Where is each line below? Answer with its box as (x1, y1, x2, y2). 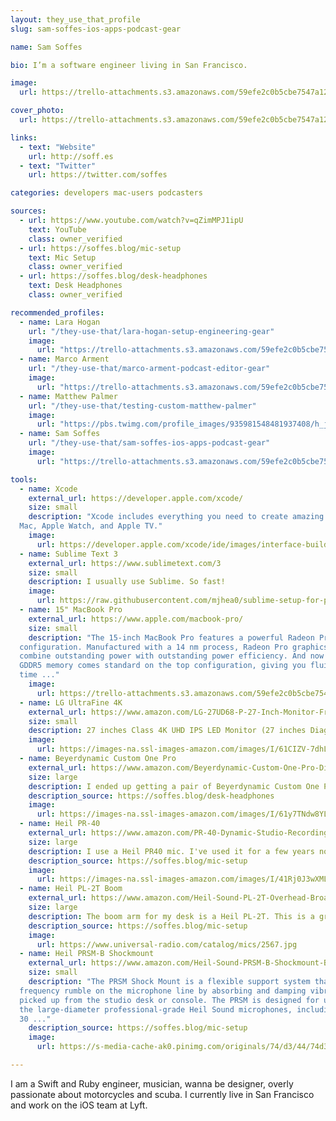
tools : (10, 474, 38, 485)
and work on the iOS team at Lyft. (10, 1099, 148, 1111)
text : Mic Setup (28, 252, 97, 263)
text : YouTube (28, 224, 87, 235)
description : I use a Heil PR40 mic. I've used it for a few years (28, 846, 315, 856)
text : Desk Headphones (28, 281, 123, 291)
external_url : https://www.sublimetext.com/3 (28, 558, 222, 568)
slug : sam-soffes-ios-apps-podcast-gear (10, 24, 182, 34)
